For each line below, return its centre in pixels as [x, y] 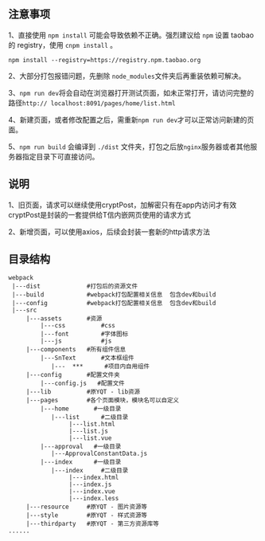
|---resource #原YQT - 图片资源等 [86, 507]
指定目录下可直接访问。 [60, 156]
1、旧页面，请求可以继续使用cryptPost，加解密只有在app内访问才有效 [123, 205]
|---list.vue [90, 438]
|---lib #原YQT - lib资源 [83, 392]
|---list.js [89, 431]
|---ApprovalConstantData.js [99, 454]
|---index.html [94, 478]
